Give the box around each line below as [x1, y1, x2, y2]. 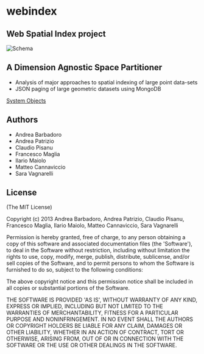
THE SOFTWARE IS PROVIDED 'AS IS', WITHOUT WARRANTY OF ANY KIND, [6, 296, 198, 303]
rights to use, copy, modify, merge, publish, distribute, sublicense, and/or [6, 253, 190, 261]
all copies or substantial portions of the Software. [6, 284, 130, 292]
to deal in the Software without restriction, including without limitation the [6, 247, 190, 254]
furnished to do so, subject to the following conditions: [6, 266, 143, 273]
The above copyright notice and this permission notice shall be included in [6, 278, 193, 285]
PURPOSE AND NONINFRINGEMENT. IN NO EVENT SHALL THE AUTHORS [6, 316, 194, 323]
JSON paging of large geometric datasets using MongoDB [15, 85, 161, 92]
